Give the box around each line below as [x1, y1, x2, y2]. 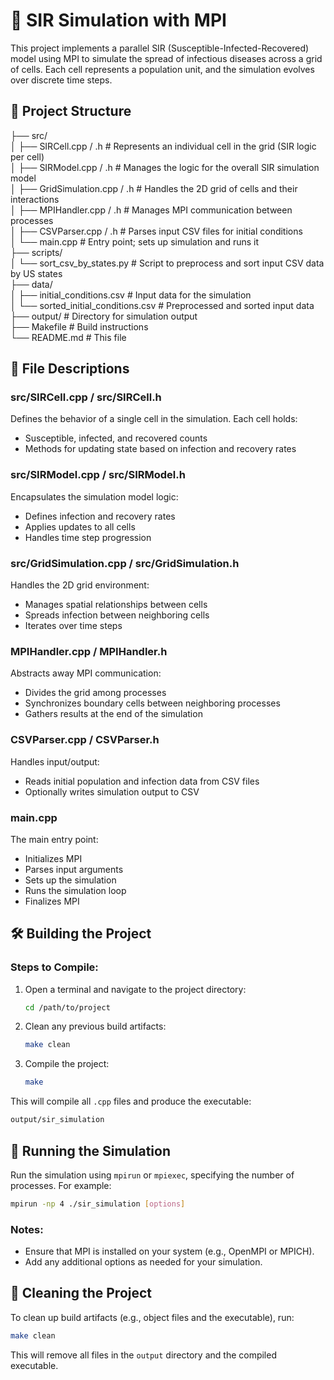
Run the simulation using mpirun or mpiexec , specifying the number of [10, 1169, 295, 1181]
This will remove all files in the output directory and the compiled [10, 1349, 277, 1361]
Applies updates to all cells [24, 520, 136, 533]
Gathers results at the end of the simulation [24, 708, 203, 720]
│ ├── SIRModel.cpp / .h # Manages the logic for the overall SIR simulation [10, 161, 320, 173]
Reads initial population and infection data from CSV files [24, 775, 260, 787]
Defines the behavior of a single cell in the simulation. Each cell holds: [10, 413, 298, 425]
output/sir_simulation [10, 1115, 105, 1125]
